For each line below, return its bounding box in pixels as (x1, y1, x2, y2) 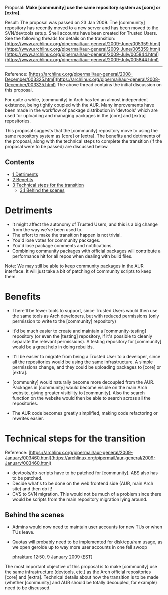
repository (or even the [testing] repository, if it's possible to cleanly (12, 333, 152, 339)
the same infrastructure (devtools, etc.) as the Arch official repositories (5, 569, 151, 575)
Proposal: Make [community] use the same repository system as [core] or (5, 5, 161, 10)
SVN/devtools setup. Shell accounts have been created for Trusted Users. (5, 30, 157, 36)
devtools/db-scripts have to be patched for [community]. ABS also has (12, 470, 158, 476)
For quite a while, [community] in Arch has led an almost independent (5, 97, 148, 102)
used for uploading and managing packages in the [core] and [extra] (5, 113, 146, 118)
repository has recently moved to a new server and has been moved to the (5, 25, 159, 31)
